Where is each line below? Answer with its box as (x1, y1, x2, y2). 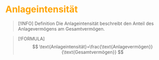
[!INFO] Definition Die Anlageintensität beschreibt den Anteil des (17, 20, 154, 26)
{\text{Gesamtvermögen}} (61, 49, 117, 55)
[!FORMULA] (17, 36, 45, 42)
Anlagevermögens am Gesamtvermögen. (17, 25, 105, 32)
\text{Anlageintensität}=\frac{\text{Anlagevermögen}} (39, 43, 153, 49)
